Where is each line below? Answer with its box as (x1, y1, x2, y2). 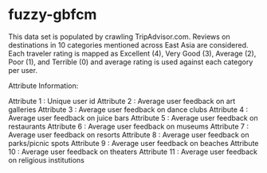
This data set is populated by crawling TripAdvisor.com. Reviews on (8, 32, 231, 41)
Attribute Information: (8, 81, 79, 90)
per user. (8, 65, 38, 75)
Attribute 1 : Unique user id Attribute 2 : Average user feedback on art (8, 96, 236, 106)
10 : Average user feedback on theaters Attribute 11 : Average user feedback (8, 147, 257, 156)
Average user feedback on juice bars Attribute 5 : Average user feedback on (8, 113, 258, 122)
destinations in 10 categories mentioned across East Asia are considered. (8, 40, 249, 49)
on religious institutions (8, 155, 85, 164)
